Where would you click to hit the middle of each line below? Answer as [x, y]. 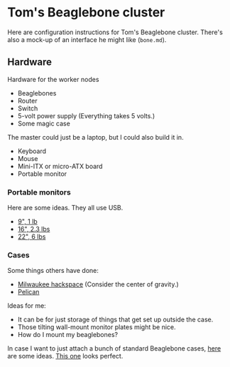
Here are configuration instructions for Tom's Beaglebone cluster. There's [115, 32]
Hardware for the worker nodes [53, 79]
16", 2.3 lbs [34, 229]
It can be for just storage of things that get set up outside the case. [115, 320]
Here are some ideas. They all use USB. [65, 208]
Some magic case [44, 123]
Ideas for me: [27, 306]
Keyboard [32, 151]
